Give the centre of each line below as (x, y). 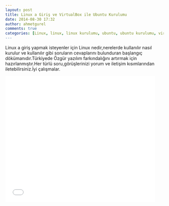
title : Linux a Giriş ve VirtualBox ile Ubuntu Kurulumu (66, 15)
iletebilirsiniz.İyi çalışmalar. (33, 69)
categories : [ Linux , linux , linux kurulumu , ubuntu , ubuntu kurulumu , (81, 33)
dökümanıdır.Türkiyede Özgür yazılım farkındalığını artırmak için (71, 58)
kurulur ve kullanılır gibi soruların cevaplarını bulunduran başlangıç (74, 53)
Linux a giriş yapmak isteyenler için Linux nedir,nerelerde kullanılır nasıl (78, 48)
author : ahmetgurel (26, 24)
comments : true (21, 29)
